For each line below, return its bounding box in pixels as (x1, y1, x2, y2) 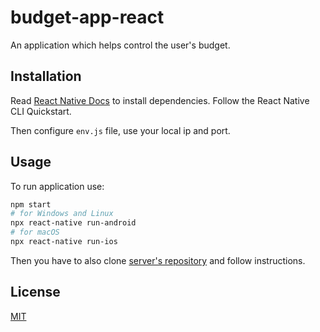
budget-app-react (10, 6, 165, 29)
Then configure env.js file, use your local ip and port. (10, 124, 231, 136)
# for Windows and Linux (10, 209, 114, 219)
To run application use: (10, 180, 105, 192)
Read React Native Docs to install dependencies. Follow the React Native (10, 94, 310, 106)
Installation (10, 68, 82, 85)
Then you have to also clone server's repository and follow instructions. (10, 254, 306, 266)
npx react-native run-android (10, 218, 137, 228)
